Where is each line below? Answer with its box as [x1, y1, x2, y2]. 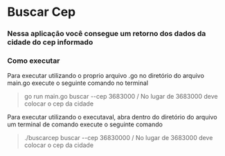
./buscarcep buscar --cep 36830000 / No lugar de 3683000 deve [24, 134, 213, 142]
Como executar [7, 56, 60, 66]
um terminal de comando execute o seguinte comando [7, 120, 163, 128]
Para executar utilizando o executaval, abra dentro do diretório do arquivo [7, 113, 217, 121]
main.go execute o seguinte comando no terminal [7, 79, 149, 87]
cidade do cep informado [7, 37, 93, 47]
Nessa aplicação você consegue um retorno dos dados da [7, 29, 206, 39]
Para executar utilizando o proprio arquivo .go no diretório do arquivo [7, 72, 204, 80]
